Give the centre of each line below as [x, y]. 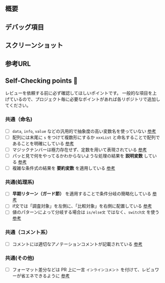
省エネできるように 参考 [45, 276]
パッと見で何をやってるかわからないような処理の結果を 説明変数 [77, 156]
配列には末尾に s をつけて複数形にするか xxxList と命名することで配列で [86, 137]
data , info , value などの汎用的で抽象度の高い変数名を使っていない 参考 [84, 131]
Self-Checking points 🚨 [41, 80]
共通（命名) [19, 120]
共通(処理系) [20, 182]
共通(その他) [20, 258]
